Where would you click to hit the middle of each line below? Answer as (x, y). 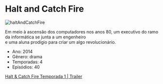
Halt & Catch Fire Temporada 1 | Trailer (44, 76)
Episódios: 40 (26, 67)
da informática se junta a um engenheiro (45, 37)
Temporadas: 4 (27, 62)
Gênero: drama (27, 56)
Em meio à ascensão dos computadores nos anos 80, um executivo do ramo (82, 32)
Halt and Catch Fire (45, 9)
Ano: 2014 (22, 51)
